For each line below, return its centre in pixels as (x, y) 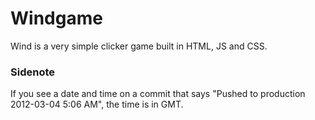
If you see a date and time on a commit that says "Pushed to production (158, 94)
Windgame (56, 18)
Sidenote (32, 72)
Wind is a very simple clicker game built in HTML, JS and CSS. (139, 46)
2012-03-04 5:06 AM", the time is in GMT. (97, 104)
